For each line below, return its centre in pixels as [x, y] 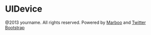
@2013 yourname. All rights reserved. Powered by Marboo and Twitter [75, 22]
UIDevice [24, 9]
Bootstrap [15, 27]
